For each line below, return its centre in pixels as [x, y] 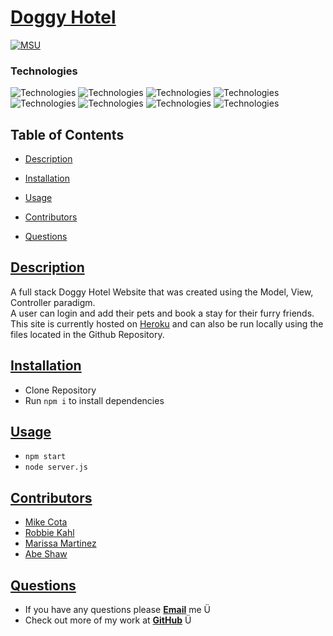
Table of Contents [67, 134]
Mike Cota [46, 522]
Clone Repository [60, 390]
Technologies [44, 71]
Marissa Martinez [60, 543]
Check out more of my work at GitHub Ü [108, 620]
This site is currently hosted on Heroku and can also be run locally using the [167, 323]
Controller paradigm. [53, 302]
